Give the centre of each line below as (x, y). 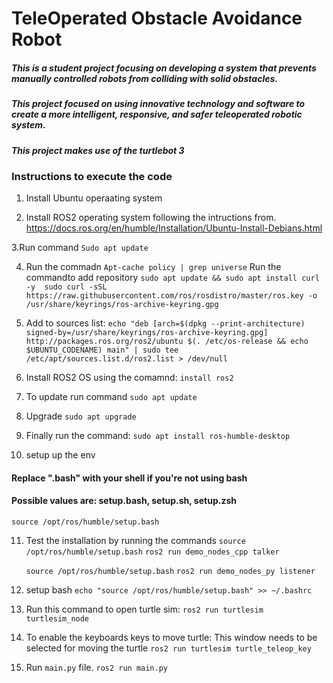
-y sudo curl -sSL (66, 287)
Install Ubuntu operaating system (94, 198)
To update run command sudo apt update (111, 397)
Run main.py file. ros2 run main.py (97, 668)
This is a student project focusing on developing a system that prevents (164, 68)
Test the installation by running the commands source (135, 541)
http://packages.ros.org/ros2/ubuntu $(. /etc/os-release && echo (167, 342)
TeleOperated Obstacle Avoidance (157, 18)
